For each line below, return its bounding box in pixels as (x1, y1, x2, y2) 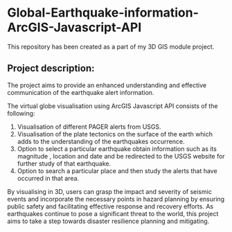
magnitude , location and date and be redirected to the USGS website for (17, 152, 225, 160)
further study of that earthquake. (17, 159, 111, 168)
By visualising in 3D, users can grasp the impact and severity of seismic (7, 187, 213, 195)
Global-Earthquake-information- (7, 5, 199, 21)
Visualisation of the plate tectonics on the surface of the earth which (17, 130, 213, 138)
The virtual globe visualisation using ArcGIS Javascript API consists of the (7, 102, 218, 110)
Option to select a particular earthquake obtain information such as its (17, 144, 217, 153)
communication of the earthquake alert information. (7, 88, 154, 96)
